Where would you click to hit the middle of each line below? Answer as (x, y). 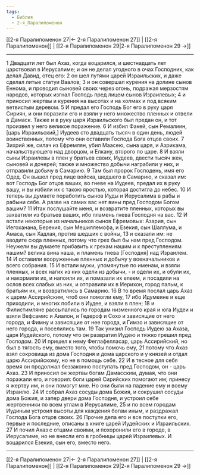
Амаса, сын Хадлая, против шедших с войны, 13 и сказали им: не (89, 234)
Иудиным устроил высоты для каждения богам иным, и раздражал (92, 411)
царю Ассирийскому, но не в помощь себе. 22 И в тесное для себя (92, 360)
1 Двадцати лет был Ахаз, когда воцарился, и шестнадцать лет (86, 63)
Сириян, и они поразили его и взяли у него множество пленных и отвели (99, 114)
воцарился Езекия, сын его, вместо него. (59, 443)
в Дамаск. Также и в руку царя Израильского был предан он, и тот (92, 120)
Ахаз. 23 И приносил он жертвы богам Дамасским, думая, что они (92, 373)
